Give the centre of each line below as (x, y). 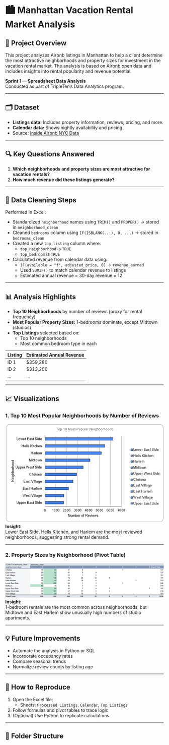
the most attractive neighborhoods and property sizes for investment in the (83, 61)
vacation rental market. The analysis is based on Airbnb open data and (78, 66)
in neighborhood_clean (35, 227)
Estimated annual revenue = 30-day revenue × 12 (71, 275)
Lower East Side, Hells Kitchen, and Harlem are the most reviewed (74, 532)
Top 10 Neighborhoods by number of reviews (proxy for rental (77, 312)
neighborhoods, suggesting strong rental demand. (57, 537)
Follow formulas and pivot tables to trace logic (60, 710)
